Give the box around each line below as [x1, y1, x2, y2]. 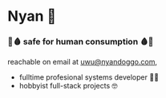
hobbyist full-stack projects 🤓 [18, 81, 118, 91]
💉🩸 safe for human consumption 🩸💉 [7, 36, 154, 47]
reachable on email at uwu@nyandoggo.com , [7, 57, 158, 67]
